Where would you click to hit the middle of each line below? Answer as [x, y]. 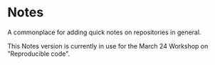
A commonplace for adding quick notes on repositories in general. [104, 32]
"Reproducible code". [39, 54]
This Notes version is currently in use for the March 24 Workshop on [108, 46]
